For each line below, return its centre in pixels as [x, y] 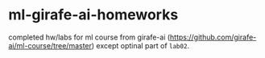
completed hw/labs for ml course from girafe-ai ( [89, 37]
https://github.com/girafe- [213, 37]
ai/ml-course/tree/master [50, 45]
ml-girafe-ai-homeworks [93, 15]
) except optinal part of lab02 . [141, 45]
